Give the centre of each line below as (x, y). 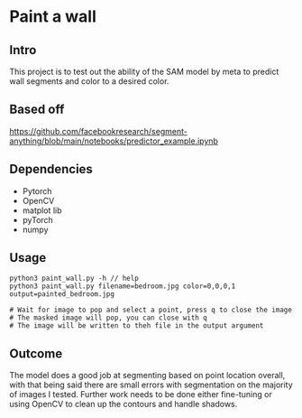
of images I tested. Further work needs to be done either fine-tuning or (141, 395)
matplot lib (42, 210)
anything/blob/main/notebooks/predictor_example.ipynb (114, 141)
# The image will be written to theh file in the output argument (137, 326)
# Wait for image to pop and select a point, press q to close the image (151, 310)
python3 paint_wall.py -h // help (74, 279)
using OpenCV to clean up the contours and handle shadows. (124, 404)
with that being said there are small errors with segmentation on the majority (151, 385)
